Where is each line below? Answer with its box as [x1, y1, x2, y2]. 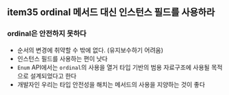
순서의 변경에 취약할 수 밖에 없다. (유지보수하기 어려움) [17, 45, 163, 54]
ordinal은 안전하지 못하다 [7, 29, 87, 39]
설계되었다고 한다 [30, 72, 77, 80]
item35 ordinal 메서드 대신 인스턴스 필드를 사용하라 [7, 6, 215, 19]
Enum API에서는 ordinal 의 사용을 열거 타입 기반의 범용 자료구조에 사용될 [17, 63, 210, 71]
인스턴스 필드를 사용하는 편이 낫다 [17, 54, 108, 63]
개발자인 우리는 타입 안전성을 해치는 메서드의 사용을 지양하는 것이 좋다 [17, 80, 206, 88]
